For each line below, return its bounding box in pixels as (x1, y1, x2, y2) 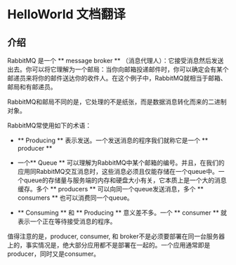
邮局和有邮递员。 (7, 83, 57, 91)
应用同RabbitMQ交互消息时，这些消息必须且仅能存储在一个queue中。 (17, 168, 219, 175)
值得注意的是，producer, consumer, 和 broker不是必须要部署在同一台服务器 (7, 232, 225, 240)
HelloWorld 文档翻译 (7, 6, 126, 22)
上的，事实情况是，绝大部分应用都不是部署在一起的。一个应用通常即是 (7, 241, 211, 249)
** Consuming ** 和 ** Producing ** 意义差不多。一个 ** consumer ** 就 (17, 208, 227, 217)
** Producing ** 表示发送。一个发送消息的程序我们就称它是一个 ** (17, 136, 209, 144)
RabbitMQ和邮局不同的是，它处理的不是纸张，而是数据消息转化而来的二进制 (7, 97, 227, 106)
